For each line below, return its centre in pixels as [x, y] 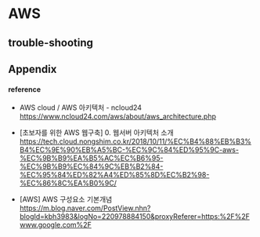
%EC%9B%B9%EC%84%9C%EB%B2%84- [91, 166]
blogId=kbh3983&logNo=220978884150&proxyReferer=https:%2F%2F [135, 217]
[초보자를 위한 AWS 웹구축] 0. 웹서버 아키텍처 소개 [96, 133]
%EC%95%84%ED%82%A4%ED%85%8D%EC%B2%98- [114, 175]
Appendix [32, 69]
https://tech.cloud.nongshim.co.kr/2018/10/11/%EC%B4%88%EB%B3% [135, 141]
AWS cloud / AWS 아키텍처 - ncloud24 [81, 108]
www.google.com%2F [55, 225]
